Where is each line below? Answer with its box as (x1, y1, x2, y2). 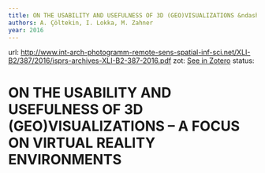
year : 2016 (8, 26, 44, 34)
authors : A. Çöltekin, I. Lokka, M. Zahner (8, 19, 154, 27)
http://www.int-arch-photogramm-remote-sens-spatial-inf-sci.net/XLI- (21, 48, 251, 57)
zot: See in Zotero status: (173, 56, 255, 65)
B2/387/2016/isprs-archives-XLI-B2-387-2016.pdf (8, 56, 172, 65)
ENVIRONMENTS (8, 150, 122, 168)
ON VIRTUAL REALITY (8, 134, 156, 152)
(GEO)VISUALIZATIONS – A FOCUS (8, 117, 241, 134)
